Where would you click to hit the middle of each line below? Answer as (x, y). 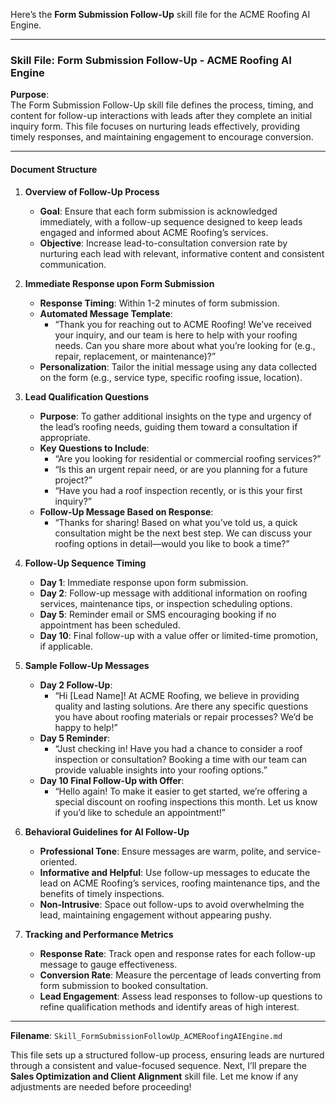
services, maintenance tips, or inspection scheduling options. (166, 603)
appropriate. (65, 437)
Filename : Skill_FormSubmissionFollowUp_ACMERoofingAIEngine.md (146, 1035)
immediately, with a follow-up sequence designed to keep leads (171, 221)
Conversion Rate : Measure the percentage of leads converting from (180, 975)
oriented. (58, 861)
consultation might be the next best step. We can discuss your (183, 533)
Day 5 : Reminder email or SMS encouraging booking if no (158, 614)
